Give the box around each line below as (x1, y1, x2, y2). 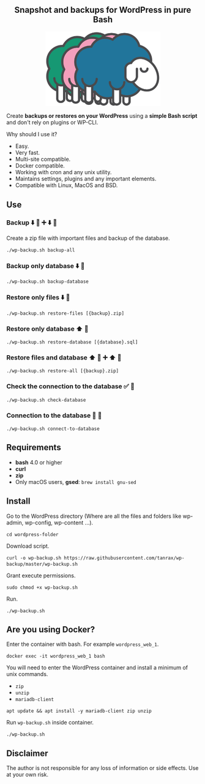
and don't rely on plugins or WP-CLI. (6, 119, 99, 126)
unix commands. (6, 671, 48, 678)
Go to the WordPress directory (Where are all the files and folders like (6, 512, 182, 520)
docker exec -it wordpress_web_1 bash (6, 653, 105, 659)
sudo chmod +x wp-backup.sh (6, 584, 78, 591)
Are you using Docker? (6, 624, 95, 634)
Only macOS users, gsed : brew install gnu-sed (15, 478, 136, 485)
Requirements (6, 442, 61, 453)
